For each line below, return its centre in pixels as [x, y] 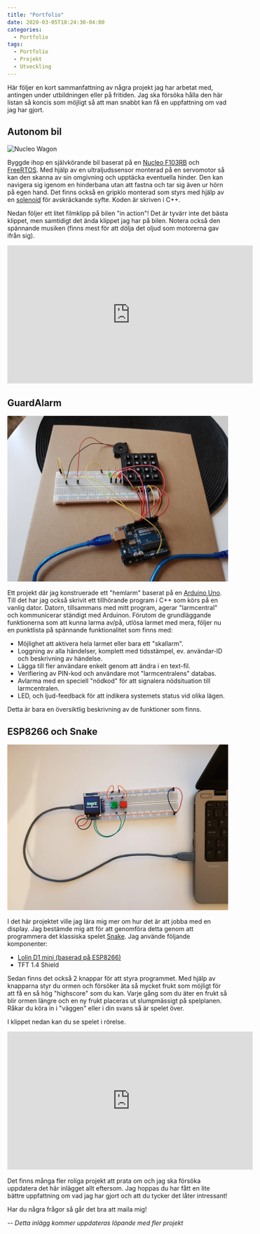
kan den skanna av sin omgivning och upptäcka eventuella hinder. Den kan [115, 177]
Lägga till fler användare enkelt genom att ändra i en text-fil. [104, 666]
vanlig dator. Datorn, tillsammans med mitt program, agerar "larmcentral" [112, 608]
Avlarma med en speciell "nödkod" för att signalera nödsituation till [114, 681]
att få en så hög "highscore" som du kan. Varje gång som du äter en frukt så [117, 994]
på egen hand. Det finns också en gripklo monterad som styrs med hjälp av [116, 192]
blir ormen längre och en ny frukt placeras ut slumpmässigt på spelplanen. [115, 1001]
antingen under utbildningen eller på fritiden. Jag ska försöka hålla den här [115, 95]
